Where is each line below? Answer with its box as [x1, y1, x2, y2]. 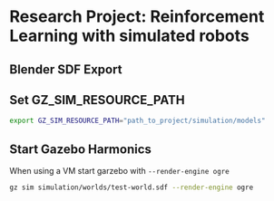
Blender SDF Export [9, 62, 122, 77]
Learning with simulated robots [9, 25, 250, 46]
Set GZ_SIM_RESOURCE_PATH [9, 92, 185, 108]
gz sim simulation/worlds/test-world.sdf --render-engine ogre [9, 183, 254, 192]
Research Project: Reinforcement [9, 6, 265, 27]
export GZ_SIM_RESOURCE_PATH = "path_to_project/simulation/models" [9, 116, 266, 126]
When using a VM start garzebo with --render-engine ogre [9, 166, 230, 177]
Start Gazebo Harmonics [9, 141, 152, 157]
